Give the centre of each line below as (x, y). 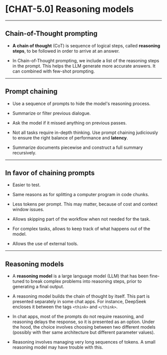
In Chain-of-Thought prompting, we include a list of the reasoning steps (86, 60)
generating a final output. (38, 287)
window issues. (28, 210)
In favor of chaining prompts (50, 173)
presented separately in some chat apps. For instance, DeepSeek (79, 302)
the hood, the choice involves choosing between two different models (84, 327)
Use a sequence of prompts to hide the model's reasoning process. (81, 104)
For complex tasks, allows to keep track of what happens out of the (81, 229)
